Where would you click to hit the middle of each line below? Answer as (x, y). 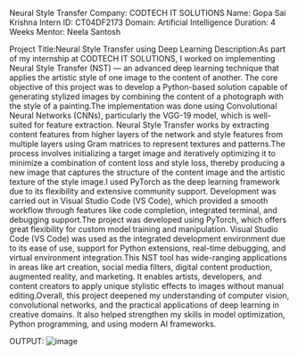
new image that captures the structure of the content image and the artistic (147, 172)
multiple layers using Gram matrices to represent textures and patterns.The (147, 144)
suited (21, 125)
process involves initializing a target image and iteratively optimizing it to (143, 153)
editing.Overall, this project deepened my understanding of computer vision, (149, 295)
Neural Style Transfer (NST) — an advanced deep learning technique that (144, 68)
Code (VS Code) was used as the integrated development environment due (147, 239)
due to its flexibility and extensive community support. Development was (143, 191)
